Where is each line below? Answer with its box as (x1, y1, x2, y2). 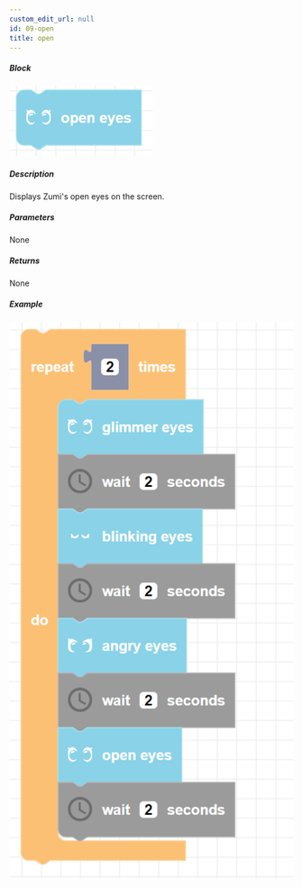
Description (9, 168, 55, 179)
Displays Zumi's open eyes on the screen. (9, 191, 165, 202)
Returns (9, 255, 41, 266)
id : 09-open (9, 23, 54, 33)
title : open (9, 33, 54, 42)
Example (9, 298, 43, 309)
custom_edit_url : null (9, 14, 95, 23)
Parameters (9, 212, 55, 223)
